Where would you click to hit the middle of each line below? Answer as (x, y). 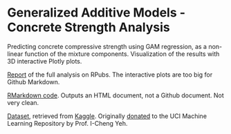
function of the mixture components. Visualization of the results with (122, 54)
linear (15, 54)
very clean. (23, 102)
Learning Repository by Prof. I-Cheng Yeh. (67, 123)
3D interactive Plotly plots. (45, 61)
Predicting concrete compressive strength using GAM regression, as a (107, 46)
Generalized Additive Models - (96, 13)
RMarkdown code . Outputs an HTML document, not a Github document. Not (116, 95)
